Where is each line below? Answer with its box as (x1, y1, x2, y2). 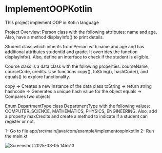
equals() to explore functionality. (5, 74, 70, 79)
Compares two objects (5, 94, 51, 99)
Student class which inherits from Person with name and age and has (5, 43, 144, 49)
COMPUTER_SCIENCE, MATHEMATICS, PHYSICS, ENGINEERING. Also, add (5, 108, 157, 114)
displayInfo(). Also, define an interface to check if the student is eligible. (5, 54, 150, 59)
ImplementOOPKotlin (5, 3, 93, 15)
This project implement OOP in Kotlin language (5, 19, 99, 25)
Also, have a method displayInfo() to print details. (5, 34, 104, 40)
